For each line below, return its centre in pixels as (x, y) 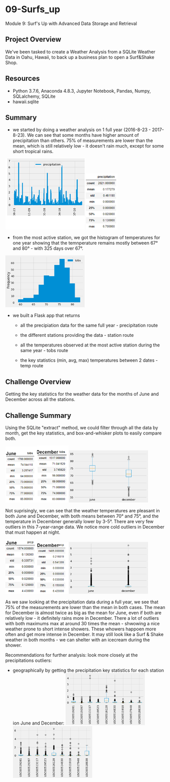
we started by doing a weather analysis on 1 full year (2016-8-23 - (82, 130)
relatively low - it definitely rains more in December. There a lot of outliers (82, 618)
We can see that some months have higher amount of (83, 135)
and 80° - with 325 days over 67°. (48, 248)
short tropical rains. (33, 152)
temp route (32, 366)
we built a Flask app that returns (46, 315)
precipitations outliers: (29, 660)
